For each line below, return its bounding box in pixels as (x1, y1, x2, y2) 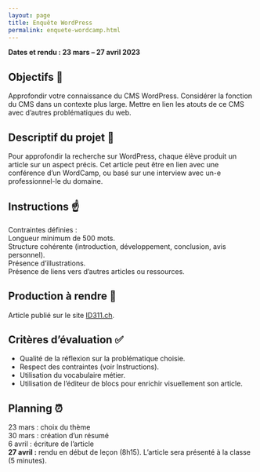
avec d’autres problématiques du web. (8, 108, 132, 118)
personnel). (8, 250, 45, 259)
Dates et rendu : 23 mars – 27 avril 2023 (8, 48, 141, 57)
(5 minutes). (8, 456, 47, 466)
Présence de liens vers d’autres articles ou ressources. (8, 266, 186, 276)
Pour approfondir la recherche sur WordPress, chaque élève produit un (8, 152, 237, 161)
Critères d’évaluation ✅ (8, 333, 124, 346)
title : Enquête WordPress (8, 19, 92, 27)
